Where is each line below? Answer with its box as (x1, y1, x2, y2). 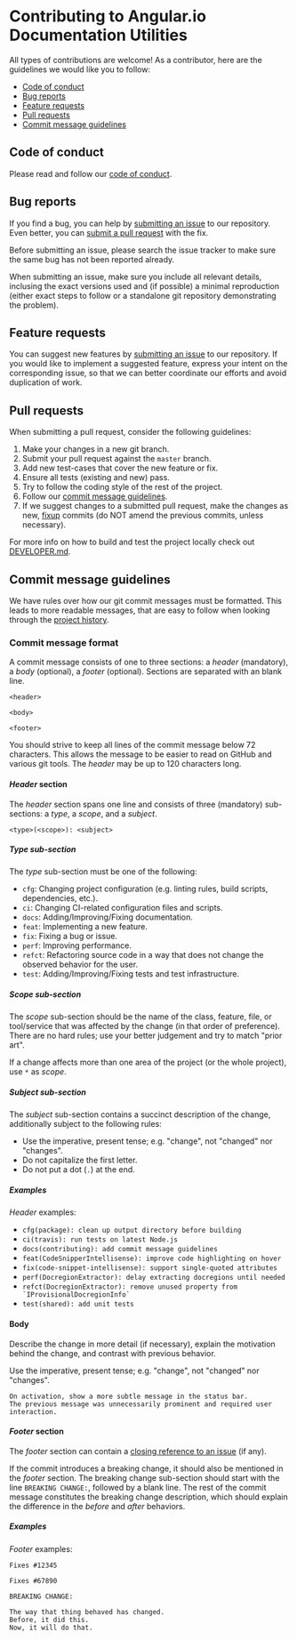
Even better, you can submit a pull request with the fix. (9, 227, 209, 237)
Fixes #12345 (9, 1561, 58, 1570)
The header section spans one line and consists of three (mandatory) (9, 799, 263, 809)
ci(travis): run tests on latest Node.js (21, 1235, 178, 1244)
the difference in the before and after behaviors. (9, 1500, 186, 1511)
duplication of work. (9, 377, 83, 388)
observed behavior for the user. (21, 959, 139, 970)
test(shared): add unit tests (21, 1300, 135, 1309)
